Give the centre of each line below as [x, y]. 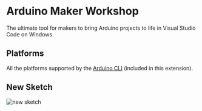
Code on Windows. [30, 34]
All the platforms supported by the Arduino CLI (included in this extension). [100, 68]
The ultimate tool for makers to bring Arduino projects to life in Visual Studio [101, 28]
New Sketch [29, 87]
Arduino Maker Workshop [73, 11]
